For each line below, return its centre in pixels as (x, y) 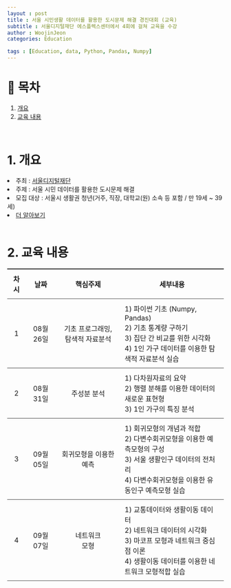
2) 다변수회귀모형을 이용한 (165, 439)
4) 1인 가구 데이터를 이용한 (166, 348)
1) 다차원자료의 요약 (156, 378)
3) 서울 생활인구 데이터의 (163, 459)
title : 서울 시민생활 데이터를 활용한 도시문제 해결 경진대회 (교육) (92, 20)
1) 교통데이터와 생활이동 (162, 510)
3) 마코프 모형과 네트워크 (163, 541)
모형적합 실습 (165, 571)
